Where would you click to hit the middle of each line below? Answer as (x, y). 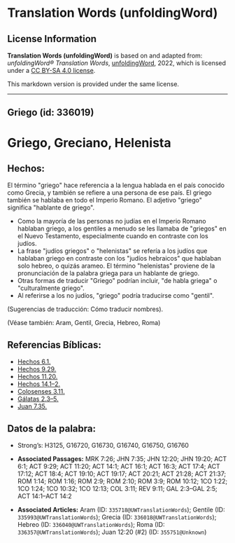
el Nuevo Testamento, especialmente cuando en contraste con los (113, 236)
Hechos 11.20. (37, 377)
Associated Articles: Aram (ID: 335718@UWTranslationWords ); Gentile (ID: (121, 510)
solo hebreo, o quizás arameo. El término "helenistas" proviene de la (116, 266)
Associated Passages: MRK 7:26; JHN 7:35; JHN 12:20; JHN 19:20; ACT (122, 459)
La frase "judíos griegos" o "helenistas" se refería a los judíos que (112, 251)
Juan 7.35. (32, 406)
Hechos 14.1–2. (39, 384)
